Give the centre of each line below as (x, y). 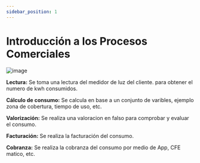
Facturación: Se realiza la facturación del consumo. (70, 136)
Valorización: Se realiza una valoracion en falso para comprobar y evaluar (98, 118)
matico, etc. (21, 153)
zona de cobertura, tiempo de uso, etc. (54, 106)
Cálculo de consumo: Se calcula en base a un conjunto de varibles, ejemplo (100, 100)
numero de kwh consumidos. (42, 88)
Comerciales (38, 54)
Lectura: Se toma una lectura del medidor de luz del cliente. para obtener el (99, 82)
